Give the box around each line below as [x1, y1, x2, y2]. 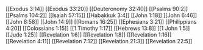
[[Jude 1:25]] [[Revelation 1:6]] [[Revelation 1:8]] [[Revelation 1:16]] [5, 31, 172, 38]
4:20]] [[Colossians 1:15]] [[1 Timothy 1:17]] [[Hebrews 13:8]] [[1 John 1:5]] [5, 24, 190, 32]
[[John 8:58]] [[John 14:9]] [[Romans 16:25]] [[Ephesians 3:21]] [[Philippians [5, 18, 197, 25]
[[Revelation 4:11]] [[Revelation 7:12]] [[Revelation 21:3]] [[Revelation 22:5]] [5, 38, 193, 45]
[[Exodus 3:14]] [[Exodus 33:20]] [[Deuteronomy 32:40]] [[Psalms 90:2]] [5, 5, 188, 12]
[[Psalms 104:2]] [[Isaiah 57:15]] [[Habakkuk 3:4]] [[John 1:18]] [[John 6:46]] [5, 12, 198, 19]
